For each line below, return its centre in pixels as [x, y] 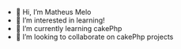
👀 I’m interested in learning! [60, 20]
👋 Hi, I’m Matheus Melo [53, 12]
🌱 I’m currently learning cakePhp [69, 28]
